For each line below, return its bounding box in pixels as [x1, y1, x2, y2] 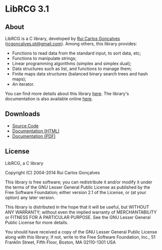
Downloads [5, 110, 40, 118]
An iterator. [12, 81, 35, 87]
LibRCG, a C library [5, 160, 44, 166]
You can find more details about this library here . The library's [5, 91, 129, 96]
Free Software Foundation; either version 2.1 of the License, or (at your [5, 189, 146, 195]
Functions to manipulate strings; [12, 55, 77, 61]
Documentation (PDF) [12, 133, 56, 139]
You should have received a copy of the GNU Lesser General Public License [5, 229, 157, 234]
